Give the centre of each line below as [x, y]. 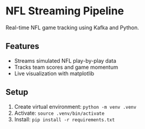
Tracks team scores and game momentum [66, 67]
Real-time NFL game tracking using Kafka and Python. [72, 27]
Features [22, 46]
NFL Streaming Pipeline [65, 11]
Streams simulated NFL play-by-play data [65, 60]
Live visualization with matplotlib [54, 73]
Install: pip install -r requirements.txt [64, 119]
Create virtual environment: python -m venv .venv [75, 106]
